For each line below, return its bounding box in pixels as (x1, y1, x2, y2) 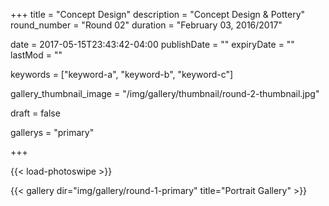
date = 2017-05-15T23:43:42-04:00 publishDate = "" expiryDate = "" (10, 39, 295, 50)
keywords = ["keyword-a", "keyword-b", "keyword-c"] (10, 69, 234, 80)
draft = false (10, 107, 61, 119)
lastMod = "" (10, 49, 63, 61)
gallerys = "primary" (10, 127, 95, 138)
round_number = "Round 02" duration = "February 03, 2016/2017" (10, 19, 283, 31)
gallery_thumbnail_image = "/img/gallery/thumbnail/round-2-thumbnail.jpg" (10, 88, 320, 99)
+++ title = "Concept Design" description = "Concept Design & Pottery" (10, 9, 306, 20)
